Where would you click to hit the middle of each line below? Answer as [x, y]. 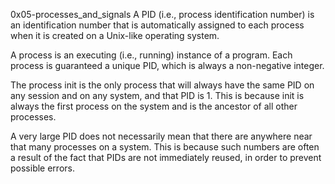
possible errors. [42, 168]
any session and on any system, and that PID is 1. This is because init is [157, 95]
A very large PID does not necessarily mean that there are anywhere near [161, 136]
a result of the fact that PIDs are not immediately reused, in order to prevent [166, 157]
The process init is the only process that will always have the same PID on [162, 85]
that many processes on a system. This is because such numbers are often [165, 147]
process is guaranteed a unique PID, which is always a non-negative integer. [167, 65]
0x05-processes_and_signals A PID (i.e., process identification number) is [162, 14]
